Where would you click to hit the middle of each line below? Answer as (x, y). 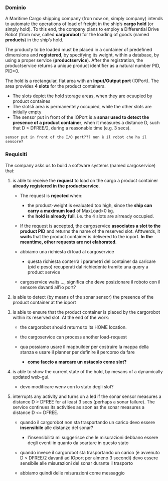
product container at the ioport (44, 302)
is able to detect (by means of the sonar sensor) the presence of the (83, 297)
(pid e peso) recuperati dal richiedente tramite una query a (88, 266)
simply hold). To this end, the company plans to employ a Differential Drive (82, 29)
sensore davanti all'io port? (48, 287)
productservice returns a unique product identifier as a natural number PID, (83, 66)
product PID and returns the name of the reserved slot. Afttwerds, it (90, 231)
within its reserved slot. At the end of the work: (61, 317)
